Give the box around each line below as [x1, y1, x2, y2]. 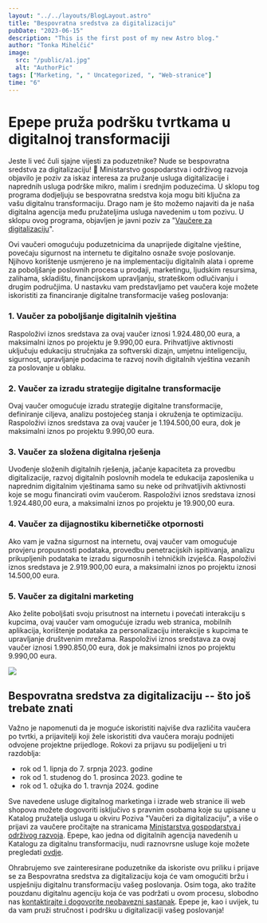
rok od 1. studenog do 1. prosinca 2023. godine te [19, 772, 183, 782]
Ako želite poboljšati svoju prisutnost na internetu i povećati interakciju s [8, 608, 245, 618]
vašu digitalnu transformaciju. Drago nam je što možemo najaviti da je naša [8, 199, 255, 209]
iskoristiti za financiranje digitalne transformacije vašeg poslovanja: [8, 291, 229, 300]
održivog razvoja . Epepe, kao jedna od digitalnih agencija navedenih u [8, 830, 238, 840]
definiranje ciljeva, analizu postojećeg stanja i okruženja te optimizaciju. [8, 409, 243, 420]
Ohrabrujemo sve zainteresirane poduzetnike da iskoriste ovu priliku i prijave [8, 862, 260, 872]
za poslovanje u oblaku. [8, 363, 86, 372]
